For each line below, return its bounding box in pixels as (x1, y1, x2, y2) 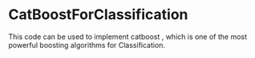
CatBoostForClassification (8, 6, 188, 24)
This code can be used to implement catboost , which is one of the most (8, 32, 247, 41)
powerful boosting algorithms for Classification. (8, 40, 166, 49)
